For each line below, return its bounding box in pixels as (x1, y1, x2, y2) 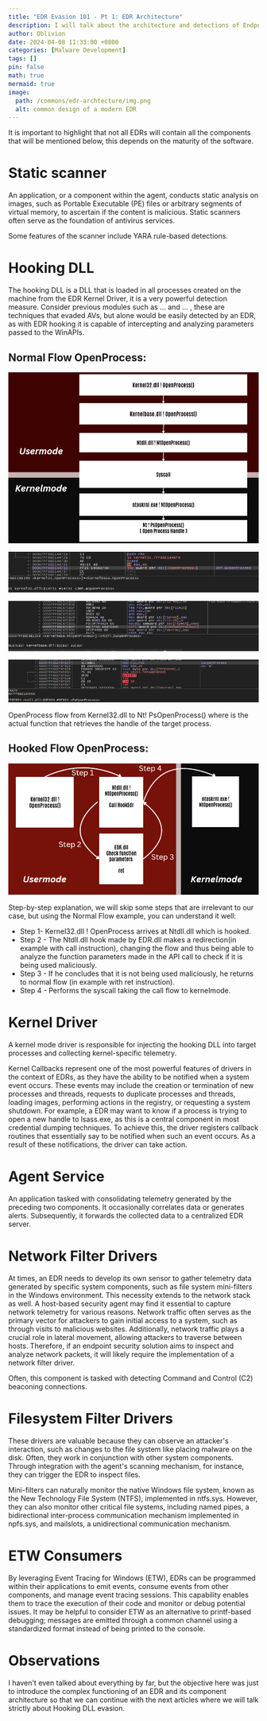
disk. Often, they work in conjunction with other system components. (8, 1452, 234, 1463)
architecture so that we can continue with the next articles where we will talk (8, 1695, 259, 1704)
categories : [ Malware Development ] (8, 46, 126, 55)
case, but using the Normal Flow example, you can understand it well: (8, 911, 237, 920)
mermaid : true (8, 80, 56, 87)
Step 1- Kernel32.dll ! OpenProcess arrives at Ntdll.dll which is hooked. (19, 927, 252, 936)
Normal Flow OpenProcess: (8, 351, 147, 364)
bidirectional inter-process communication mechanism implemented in (8, 1510, 239, 1520)
